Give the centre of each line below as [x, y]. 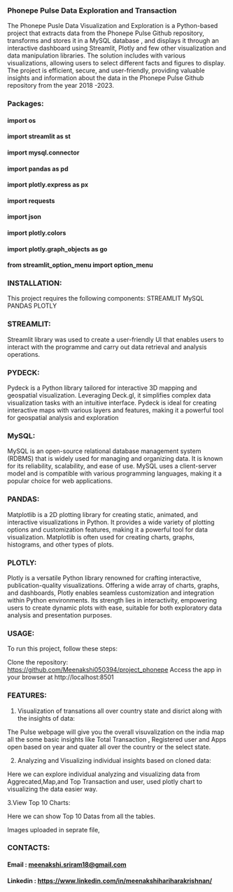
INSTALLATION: [35, 283]
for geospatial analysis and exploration [63, 418]
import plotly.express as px [48, 185]
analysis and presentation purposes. [60, 615]
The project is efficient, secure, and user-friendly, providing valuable [106, 71]
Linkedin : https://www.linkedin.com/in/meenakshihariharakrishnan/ [110, 881]
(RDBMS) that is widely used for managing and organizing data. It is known [115, 459]
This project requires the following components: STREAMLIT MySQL [106, 299]
